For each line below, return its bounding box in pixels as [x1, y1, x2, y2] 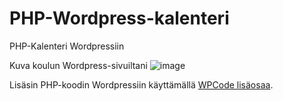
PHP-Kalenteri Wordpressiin [9, 40, 125, 52]
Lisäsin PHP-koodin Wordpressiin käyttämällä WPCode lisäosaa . [9, 78, 274, 91]
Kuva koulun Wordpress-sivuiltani [9, 59, 148, 71]
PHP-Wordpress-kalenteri [9, 7, 230, 30]
